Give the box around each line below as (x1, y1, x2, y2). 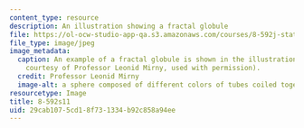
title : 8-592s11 (9, 96, 71, 106)
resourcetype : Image (9, 88, 88, 97)
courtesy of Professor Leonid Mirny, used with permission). (25, 64, 261, 73)
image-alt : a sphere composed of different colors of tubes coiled (17, 80, 278, 89)
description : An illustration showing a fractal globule (9, 22, 229, 31)
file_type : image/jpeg (9, 38, 95, 48)
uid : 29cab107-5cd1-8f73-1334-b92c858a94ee (9, 105, 176, 114)
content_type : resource (9, 13, 100, 23)
